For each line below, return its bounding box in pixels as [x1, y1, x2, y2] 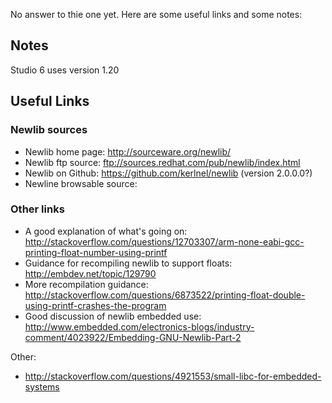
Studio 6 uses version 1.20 [10, 64, 120, 76]
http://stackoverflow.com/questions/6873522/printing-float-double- [24, 289, 306, 301]
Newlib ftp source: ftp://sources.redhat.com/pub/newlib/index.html [24, 156, 301, 168]
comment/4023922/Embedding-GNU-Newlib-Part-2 [24, 331, 242, 343]
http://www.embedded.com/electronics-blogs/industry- [24, 320, 255, 333]
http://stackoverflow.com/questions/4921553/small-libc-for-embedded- [24, 370, 322, 382]
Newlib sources [10, 123, 88, 137]
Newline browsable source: [24, 177, 138, 189]
